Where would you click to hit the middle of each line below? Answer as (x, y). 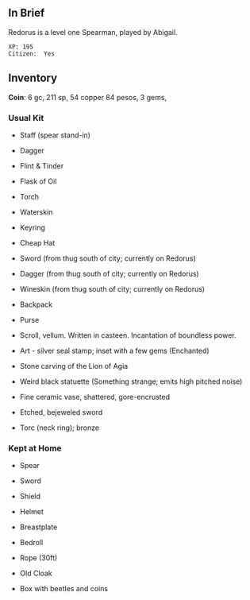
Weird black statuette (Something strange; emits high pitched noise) (131, 381)
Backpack (36, 304)
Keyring (33, 227)
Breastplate (38, 527)
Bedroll (31, 543)
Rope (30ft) (38, 558)
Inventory (33, 78)
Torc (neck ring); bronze (60, 428)
